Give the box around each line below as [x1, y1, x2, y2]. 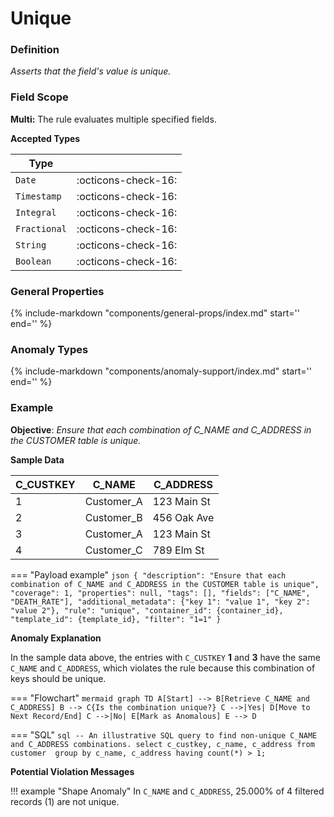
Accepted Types [10, 132, 81, 144]
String [15, 239, 47, 251]
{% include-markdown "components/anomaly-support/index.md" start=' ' [10, 365, 312, 377]
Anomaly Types [10, 343, 89, 356]
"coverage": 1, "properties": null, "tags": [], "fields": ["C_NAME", [10, 588, 311, 598]
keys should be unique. [10, 672, 107, 684]
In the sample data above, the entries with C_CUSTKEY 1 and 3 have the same [10, 651, 321, 663]
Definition [10, 43, 60, 57]
